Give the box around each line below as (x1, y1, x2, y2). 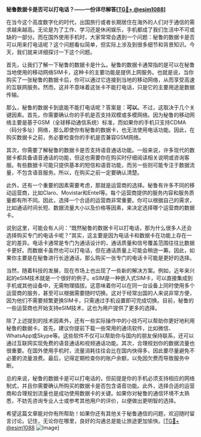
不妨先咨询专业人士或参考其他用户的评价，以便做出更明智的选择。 (16, 397, 179, 404)
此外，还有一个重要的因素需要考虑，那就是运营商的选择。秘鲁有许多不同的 (6, 182, 190, 189)
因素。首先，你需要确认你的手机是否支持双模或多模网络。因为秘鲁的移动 (11, 111, 190, 119)
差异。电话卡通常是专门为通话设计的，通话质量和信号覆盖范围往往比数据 (16, 239, 195, 246)
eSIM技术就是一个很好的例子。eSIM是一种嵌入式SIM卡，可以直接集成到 (16, 275, 193, 281)
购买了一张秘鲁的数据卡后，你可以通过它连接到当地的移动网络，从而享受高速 (6, 76, 195, 83)
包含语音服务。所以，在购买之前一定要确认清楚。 (22, 169, 142, 176)
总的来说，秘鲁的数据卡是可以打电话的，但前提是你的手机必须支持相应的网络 (6, 375, 195, 382)
